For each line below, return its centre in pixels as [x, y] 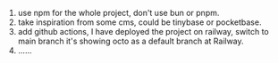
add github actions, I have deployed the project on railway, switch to [143, 31]
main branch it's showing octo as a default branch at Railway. [131, 41]
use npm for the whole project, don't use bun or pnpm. [118, 13]
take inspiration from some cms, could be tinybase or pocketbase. [139, 22]
